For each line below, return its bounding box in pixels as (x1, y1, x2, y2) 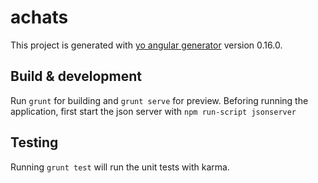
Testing (10, 134, 59, 151)
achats (10, 6, 69, 29)
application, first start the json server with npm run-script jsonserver (10, 105, 297, 117)
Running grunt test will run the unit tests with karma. (10, 161, 230, 173)
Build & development (10, 68, 142, 85)
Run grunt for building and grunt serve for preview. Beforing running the (10, 94, 309, 106)
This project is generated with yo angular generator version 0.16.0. (10, 39, 283, 51)
